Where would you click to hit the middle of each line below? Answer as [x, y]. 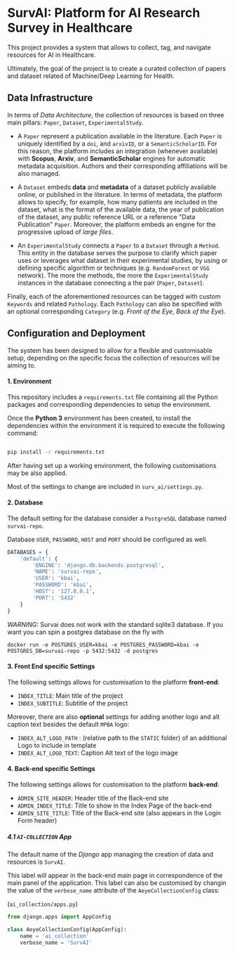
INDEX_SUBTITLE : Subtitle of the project [73, 703]
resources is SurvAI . [36, 862]
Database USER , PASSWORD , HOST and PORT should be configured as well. [108, 539]
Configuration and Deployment [76, 333]
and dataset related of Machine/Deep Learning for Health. [91, 76]
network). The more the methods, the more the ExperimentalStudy [113, 275]
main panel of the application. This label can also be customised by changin [117, 883]
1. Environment [29, 382]
